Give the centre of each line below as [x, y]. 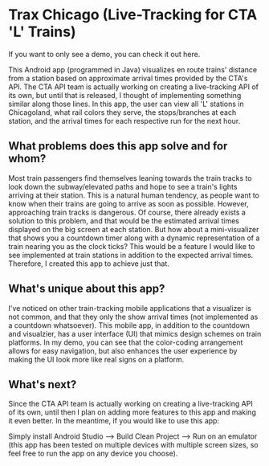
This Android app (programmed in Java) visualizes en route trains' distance [133, 69]
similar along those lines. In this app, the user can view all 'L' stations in [126, 104]
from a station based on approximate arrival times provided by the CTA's [128, 78]
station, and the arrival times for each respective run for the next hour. [124, 121]
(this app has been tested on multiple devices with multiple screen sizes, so [133, 445]
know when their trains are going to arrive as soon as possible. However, [128, 203]
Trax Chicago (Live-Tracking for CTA [133, 15]
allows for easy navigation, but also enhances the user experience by [123, 350]
